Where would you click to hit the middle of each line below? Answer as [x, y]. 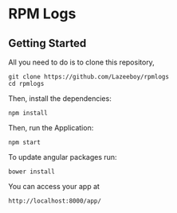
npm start [25, 142]
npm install [28, 113]
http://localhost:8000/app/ [55, 201]
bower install [32, 172]
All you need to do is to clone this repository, [82, 62]
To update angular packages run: [63, 157]
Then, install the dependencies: [60, 99]
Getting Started [47, 43]
